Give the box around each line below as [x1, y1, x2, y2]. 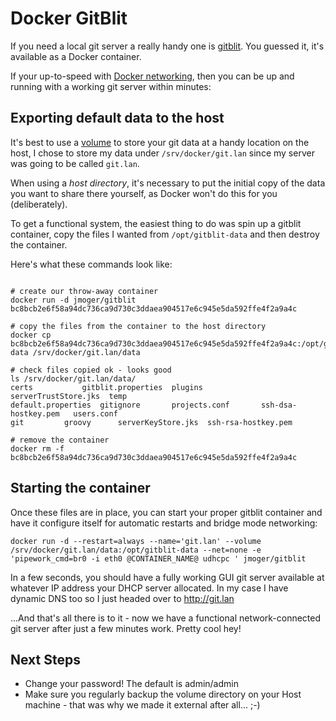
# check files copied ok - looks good [10, 365, 172, 375]
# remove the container [10, 435, 110, 445]
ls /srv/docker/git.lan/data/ [10, 373, 137, 384]
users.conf [73, 408, 118, 419]
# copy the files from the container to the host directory [10, 321, 267, 331]
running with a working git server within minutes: [10, 80, 212, 92]
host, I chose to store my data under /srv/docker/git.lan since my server [10, 147, 315, 159]
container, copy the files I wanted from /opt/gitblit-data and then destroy [10, 228, 320, 240]
